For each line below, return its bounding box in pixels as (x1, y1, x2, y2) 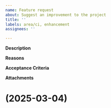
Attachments (5, 75, 34, 81)
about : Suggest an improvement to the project (5, 12, 106, 17)
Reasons (5, 55, 25, 61)
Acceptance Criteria (5, 65, 50, 71)
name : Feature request (5, 7, 54, 13)
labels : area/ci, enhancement (5, 21, 70, 27)
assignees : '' (5, 27, 36, 32)
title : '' (5, 17, 27, 22)
